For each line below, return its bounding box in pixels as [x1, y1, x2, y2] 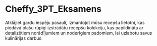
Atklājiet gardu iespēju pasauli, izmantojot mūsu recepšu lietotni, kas [5, 20, 145, 25]
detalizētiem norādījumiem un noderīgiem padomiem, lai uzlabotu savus [5, 30, 153, 36]
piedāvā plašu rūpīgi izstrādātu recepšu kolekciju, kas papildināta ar [5, 24, 144, 30]
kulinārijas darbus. [5, 35, 43, 41]
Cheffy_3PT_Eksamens [5, 3, 102, 15]
